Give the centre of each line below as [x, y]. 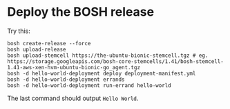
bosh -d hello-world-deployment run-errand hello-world [89, 85]
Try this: [19, 31]
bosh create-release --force [49, 43]
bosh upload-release [37, 49]
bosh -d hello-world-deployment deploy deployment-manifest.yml [102, 73]
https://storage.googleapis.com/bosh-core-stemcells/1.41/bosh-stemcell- [116, 61]
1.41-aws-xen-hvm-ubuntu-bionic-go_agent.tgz [74, 67]
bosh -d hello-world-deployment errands [66, 80]
